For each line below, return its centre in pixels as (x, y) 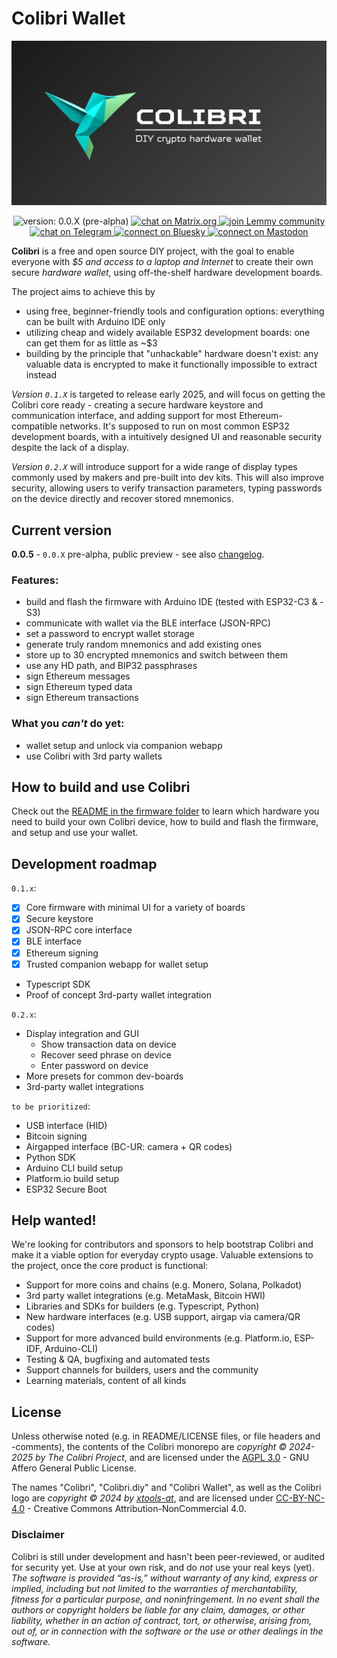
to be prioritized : (51, 1106)
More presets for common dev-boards (104, 1076)
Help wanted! (54, 1220)
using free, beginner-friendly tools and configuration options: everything (175, 311)
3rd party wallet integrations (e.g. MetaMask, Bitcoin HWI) (145, 1296)
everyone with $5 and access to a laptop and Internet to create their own (162, 262)
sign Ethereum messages (78, 676)
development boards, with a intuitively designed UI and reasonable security (167, 437)
